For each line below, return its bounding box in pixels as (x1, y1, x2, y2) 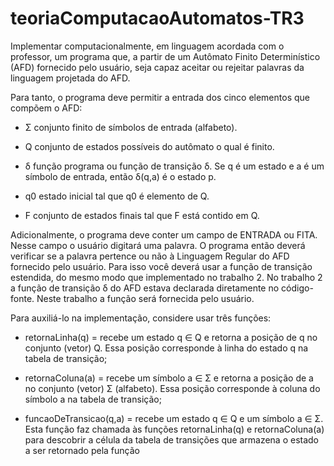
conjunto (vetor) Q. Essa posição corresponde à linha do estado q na (24, 342, 309, 354)
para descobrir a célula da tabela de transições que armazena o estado (24, 433, 320, 446)
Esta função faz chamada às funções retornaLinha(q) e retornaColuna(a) (24, 423, 325, 435)
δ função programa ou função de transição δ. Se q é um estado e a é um (24, 160, 325, 172)
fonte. (10, 292, 35, 304)
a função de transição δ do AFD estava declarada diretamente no (10, 282, 280, 294)
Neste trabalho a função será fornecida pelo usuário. (36, 292, 255, 304)
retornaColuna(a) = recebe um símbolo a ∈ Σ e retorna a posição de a (24, 372, 314, 384)
